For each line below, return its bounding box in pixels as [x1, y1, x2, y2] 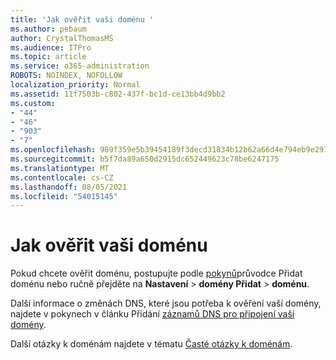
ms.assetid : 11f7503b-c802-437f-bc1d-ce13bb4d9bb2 [10, 89, 226, 99]
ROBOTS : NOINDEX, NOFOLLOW [10, 71, 123, 81]
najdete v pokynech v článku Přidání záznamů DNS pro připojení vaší [10, 308, 295, 320]
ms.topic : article [10, 52, 87, 62]
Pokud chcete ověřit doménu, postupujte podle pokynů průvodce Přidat [10, 267, 303, 280]
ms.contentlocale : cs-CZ [10, 172, 114, 183]
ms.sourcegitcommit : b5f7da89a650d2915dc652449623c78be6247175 [10, 154, 280, 164]
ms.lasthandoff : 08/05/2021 [10, 182, 128, 192]
